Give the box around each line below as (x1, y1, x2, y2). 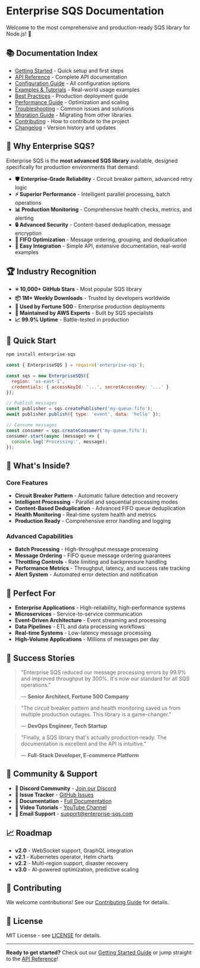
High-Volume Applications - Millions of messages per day (14, 636, 160, 643)
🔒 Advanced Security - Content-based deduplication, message (14, 221, 171, 228)
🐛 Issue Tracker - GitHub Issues (14, 791, 94, 798)
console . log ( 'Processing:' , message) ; (11, 439, 108, 445)
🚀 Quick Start (6, 335, 57, 346)
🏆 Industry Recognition (6, 266, 97, 276)
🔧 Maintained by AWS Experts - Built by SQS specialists (14, 310, 154, 317)
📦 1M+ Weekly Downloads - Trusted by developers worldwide (14, 295, 170, 302)
